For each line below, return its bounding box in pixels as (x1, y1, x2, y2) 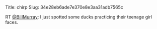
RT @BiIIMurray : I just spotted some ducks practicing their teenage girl (5, 14, 152, 19)
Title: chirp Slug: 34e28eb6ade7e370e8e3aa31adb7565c (5, 4, 123, 10)
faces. (5, 19, 19, 25)
